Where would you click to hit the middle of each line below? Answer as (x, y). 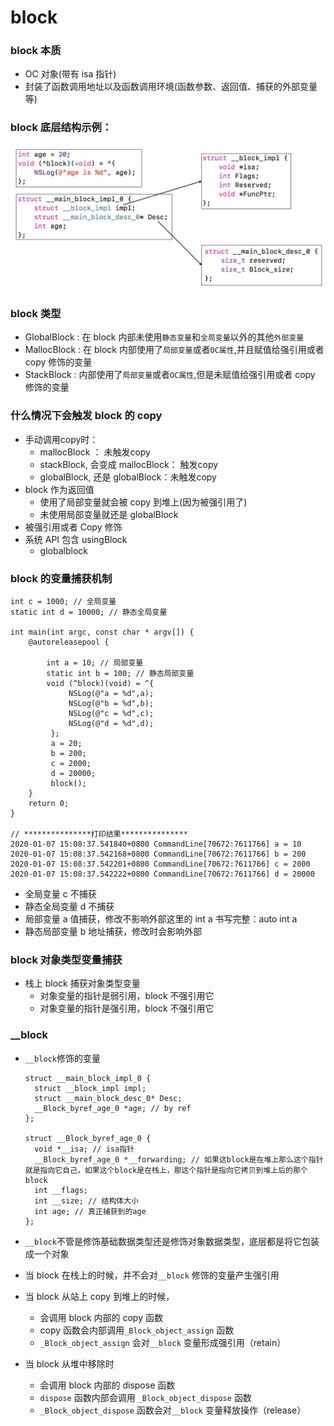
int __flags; (61, 1190)
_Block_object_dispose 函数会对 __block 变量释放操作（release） (173, 1410)
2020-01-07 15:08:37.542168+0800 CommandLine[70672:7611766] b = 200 (158, 854)
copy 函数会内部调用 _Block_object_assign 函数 (137, 1330)
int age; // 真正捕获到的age (90, 1211)
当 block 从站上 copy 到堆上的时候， (99, 1296)
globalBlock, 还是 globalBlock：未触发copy (128, 477)
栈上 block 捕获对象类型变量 (82, 983)
